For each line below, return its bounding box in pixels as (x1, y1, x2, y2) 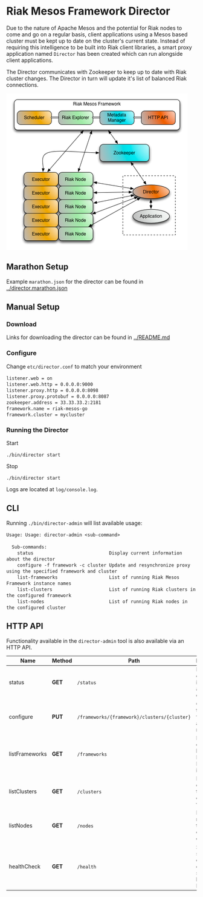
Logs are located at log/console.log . (6, 486, 98, 493)
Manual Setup (6, 302, 60, 312)
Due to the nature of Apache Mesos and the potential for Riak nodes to (6, 24, 182, 32)
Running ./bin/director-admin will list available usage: (6, 519, 143, 526)
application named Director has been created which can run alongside (6, 50, 183, 57)
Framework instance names (6, 580, 71, 586)
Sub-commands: (11, 544, 47, 550)
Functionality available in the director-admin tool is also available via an (6, 637, 184, 644)
